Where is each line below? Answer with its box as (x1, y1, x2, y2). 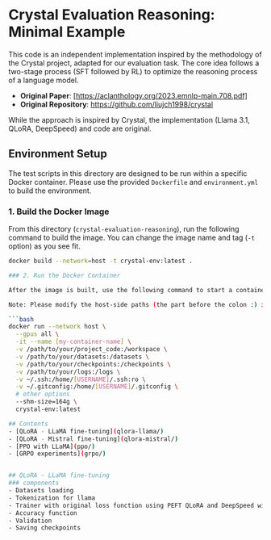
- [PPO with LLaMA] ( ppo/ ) (8, 442, 95, 450)
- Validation (8, 517, 52, 525)
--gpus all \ (15, 330, 60, 338)
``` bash (8, 315, 35, 324)
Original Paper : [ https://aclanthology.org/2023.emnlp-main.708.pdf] (19, 90, 248, 100)
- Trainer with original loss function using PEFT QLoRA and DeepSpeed (8, 501, 254, 509)
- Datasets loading (8, 487, 74, 495)
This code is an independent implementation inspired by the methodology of (8, 49, 262, 59)
